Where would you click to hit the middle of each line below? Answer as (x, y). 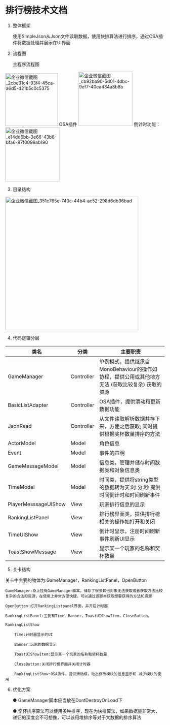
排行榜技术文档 (36, 10)
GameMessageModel (33, 466)
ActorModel (22, 443)
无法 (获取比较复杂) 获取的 (131, 384)
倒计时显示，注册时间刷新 (130, 531)
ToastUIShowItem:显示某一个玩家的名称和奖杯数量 (61, 654)
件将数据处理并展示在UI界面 (41, 42)
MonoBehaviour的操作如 (129, 369)
